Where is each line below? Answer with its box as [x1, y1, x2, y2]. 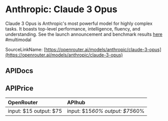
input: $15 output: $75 [8, 108, 63, 115]
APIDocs [5, 67, 34, 75]
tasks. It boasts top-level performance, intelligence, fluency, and [5, 25, 141, 32]
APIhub [67, 99, 86, 106]
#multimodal [5, 37, 32, 43]
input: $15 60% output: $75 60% [67, 108, 145, 115]
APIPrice [5, 84, 34, 93]
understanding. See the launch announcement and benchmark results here [5, 31, 163, 37]
